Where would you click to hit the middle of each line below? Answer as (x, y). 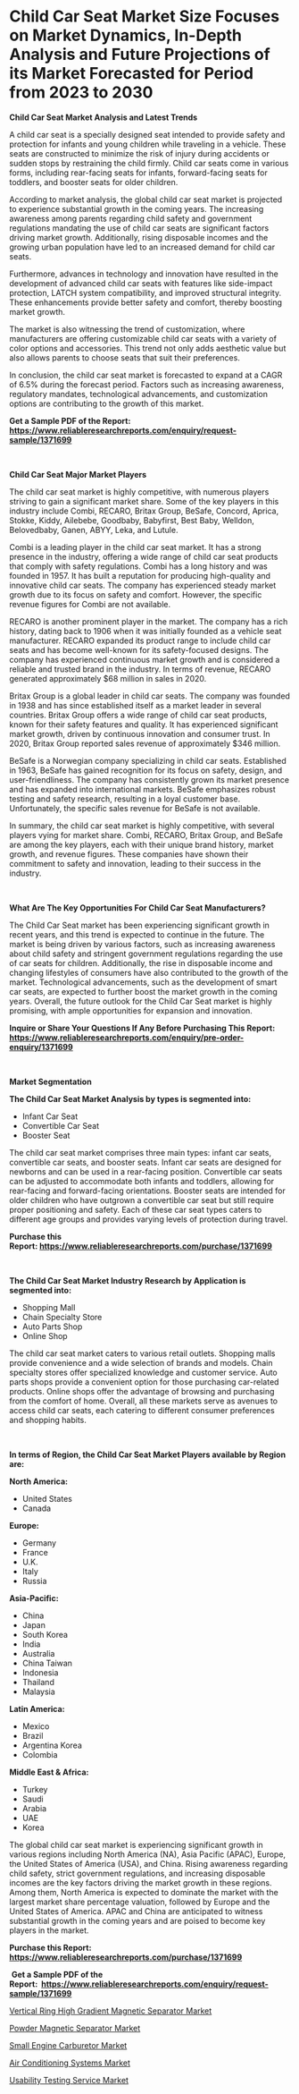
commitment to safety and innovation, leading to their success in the (135, 863)
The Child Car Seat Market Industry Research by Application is (128, 1280)
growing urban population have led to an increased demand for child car (142, 247)
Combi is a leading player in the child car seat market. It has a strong (135, 547)
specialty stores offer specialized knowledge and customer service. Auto (144, 1372)
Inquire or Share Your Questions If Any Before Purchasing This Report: (142, 1028)
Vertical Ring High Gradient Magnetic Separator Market (111, 2011)
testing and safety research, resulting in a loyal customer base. (125, 799)
